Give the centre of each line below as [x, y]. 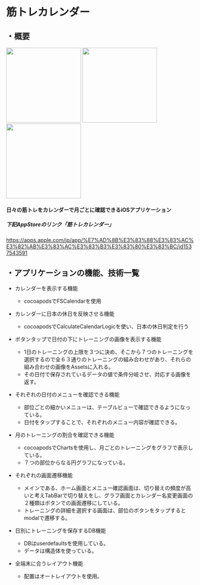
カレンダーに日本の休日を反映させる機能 [64, 314]
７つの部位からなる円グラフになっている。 [76, 463]
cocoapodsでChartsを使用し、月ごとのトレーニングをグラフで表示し [108, 448]
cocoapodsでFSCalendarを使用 [62, 301]
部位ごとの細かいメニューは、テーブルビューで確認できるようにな [104, 407]
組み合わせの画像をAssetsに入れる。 [69, 367]
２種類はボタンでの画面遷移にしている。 [73, 503]
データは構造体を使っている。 [60, 551]
